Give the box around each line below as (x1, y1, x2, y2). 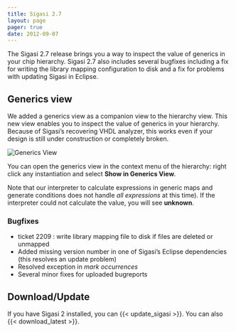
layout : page (7, 17, 46, 24)
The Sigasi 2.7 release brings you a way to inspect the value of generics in (7, 50, 225, 58)
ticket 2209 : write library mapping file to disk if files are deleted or (17, 232, 213, 241)
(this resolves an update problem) (17, 255, 117, 264)
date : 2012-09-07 (7, 30, 59, 38)
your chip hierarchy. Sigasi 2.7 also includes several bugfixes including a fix (7, 58, 229, 66)
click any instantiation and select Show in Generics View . (7, 170, 176, 178)
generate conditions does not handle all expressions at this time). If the (7, 191, 215, 200)
